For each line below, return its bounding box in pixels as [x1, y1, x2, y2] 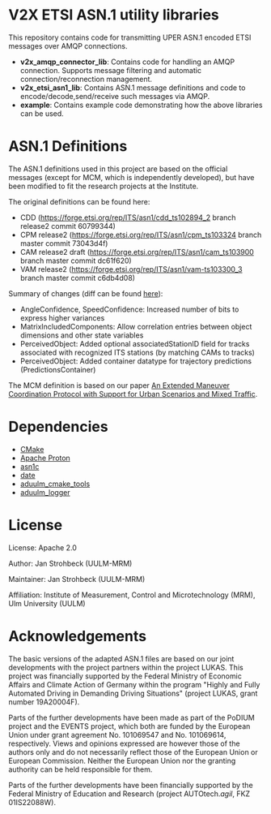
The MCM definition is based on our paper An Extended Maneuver [8, 380, 231, 390]
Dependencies [8, 418, 108, 436]
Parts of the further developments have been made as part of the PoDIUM [8, 713, 255, 722]
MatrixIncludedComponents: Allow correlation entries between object [19, 321, 252, 331]
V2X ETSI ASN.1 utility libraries [8, 6, 220, 24]
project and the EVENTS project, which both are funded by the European [8, 721, 251, 731]
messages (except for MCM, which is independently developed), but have [8, 172, 255, 182]
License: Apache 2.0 [8, 542, 77, 553]
